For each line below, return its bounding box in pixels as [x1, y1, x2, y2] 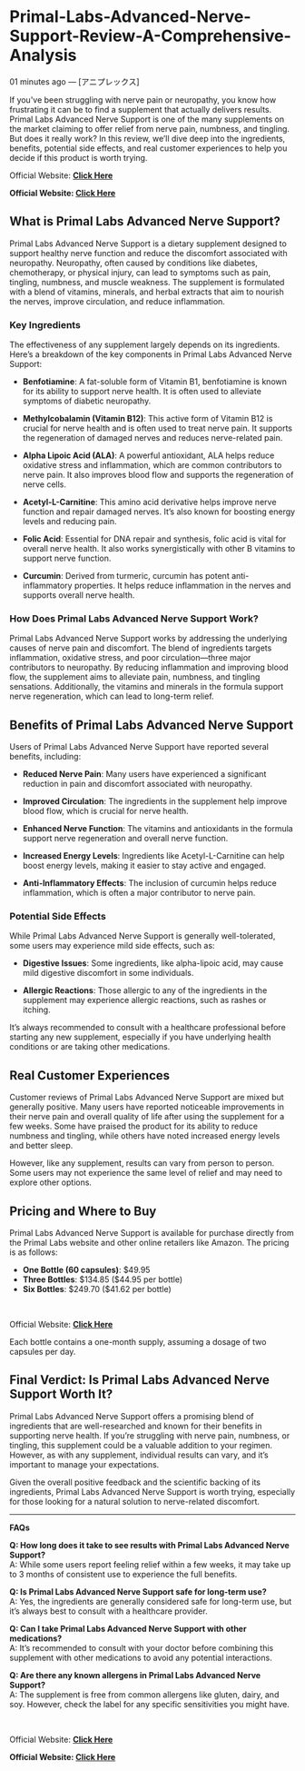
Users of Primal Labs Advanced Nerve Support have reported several [9, 741, 270, 752]
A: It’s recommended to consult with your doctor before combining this [9, 1642, 274, 1653]
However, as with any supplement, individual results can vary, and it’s [9, 1449, 270, 1460]
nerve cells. [22, 479, 66, 490]
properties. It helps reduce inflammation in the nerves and [74, 580, 291, 592]
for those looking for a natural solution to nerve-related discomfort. [9, 1496, 261, 1507]
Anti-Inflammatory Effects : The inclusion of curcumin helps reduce [22, 878, 277, 889]
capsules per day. [9, 1347, 76, 1358]
